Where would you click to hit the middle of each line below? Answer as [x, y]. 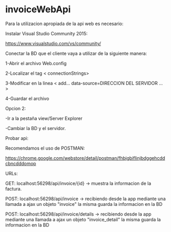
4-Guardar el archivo [27, 98]
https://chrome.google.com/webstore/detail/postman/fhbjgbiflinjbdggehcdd [85, 158]
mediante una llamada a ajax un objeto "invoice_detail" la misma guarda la [83, 219]
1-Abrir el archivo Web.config [36, 63]
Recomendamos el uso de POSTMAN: [45, 148]
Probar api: [17, 138]
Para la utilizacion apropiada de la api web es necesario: [64, 24]
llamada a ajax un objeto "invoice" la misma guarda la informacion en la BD [84, 204]
